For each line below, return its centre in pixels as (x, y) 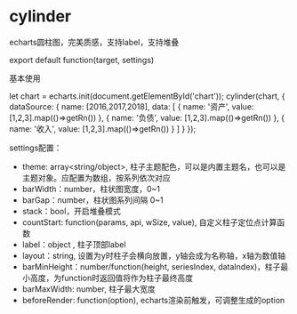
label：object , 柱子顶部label (74, 244)
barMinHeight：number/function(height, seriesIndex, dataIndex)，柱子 (151, 266)
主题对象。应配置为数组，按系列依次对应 (96, 177)
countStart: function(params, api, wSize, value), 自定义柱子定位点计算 (149, 222)
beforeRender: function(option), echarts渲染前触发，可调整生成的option (153, 300)
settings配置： (36, 148)
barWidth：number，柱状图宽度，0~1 (91, 189)
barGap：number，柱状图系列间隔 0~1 (93, 200)
